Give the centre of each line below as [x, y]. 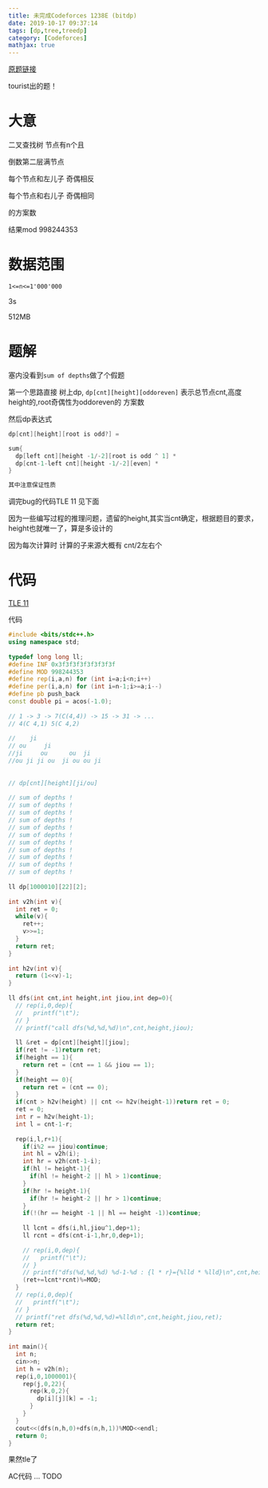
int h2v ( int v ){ [35, 969]
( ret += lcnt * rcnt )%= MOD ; [62, 1280]
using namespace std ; [44, 642]
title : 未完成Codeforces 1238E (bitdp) [73, 16]
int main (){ [28, 1347]
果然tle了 [23, 1459]
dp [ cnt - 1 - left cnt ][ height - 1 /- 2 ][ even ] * [87, 464]
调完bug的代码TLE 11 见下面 [54, 501]
